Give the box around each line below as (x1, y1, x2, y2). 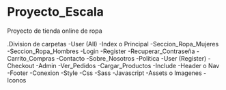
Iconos (7, 76, 27, 84)
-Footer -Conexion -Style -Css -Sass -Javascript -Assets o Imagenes (7, 69, 203, 77)
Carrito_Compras (7, 54, 55, 62)
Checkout (7, 61, 35, 70)
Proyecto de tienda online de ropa (7, 27, 102, 35)
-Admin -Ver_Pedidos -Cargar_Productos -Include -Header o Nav (36, 61, 220, 70)
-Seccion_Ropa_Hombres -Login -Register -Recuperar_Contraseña (7, 47, 195, 55)
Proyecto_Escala (7, 4, 104, 20)
